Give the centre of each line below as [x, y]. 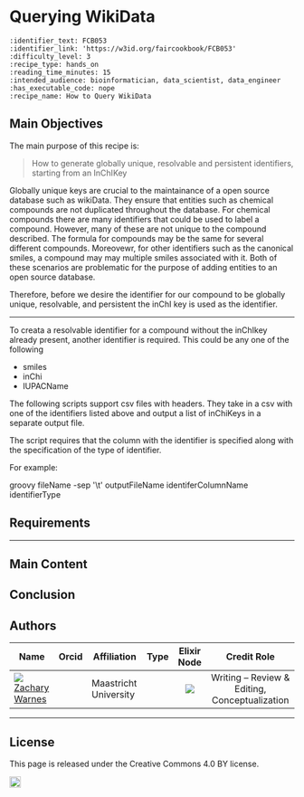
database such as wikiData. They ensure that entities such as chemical [142, 200]
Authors [33, 626]
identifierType [35, 494]
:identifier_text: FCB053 [58, 41]
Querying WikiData [82, 17]
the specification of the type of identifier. [85, 450]
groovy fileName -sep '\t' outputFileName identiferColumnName [129, 485]
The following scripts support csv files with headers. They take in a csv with [151, 403]
